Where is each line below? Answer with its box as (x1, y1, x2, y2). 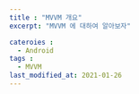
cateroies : (9, 38, 54, 47)
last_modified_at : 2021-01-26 (9, 71, 123, 81)
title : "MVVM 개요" (9, 13, 83, 22)
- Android (17, 46, 54, 55)
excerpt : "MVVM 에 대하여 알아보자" (9, 21, 132, 30)
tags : (9, 55, 34, 64)
